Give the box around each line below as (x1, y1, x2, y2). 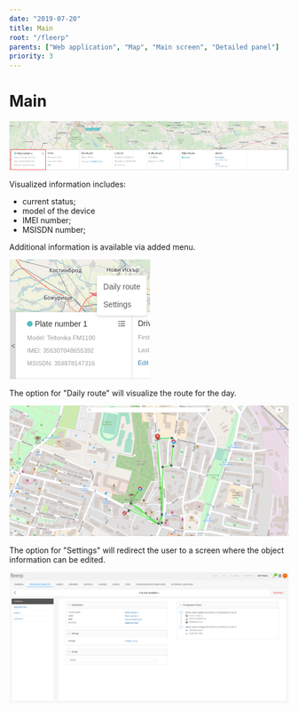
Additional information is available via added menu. (9, 242, 196, 252)
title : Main (9, 23, 53, 33)
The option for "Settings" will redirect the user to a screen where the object (9, 545, 285, 555)
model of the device (21, 205, 96, 217)
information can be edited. (9, 554, 106, 564)
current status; (21, 196, 76, 207)
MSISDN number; (21, 225, 86, 236)
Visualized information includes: (9, 179, 127, 190)
